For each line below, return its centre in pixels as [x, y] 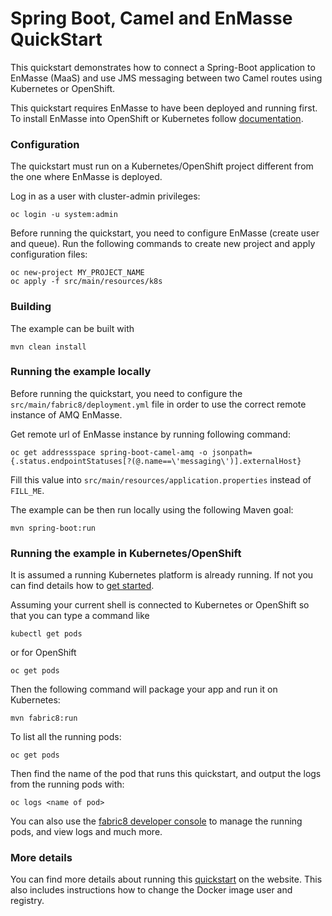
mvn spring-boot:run [53, 528]
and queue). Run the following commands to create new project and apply [163, 244]
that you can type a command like [80, 616]
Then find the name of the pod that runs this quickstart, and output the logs [166, 774]
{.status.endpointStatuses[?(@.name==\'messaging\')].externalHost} [156, 461]
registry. [27, 901]
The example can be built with [72, 328]
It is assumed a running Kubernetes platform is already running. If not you [162, 575]
